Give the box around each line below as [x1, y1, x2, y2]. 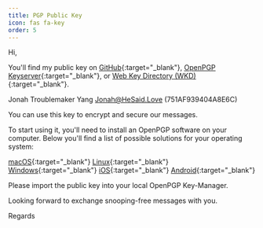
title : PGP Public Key [8, 11, 82, 20]
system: [8, 142, 34, 152]
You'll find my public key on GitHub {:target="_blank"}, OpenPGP [8, 63, 216, 72]
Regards [8, 211, 35, 221]
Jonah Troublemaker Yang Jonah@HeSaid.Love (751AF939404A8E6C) [8, 95, 238, 105]
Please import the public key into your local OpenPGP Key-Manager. [8, 181, 229, 190]
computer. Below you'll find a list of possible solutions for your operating [8, 134, 243, 143]
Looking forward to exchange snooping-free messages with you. [8, 196, 218, 205]
